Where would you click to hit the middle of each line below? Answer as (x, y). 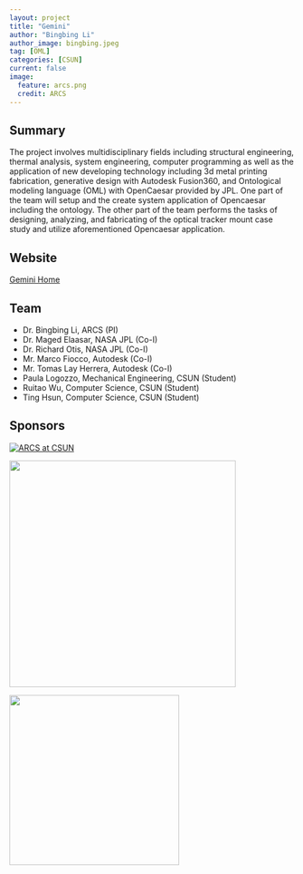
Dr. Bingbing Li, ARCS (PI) (71, 330)
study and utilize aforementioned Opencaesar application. (118, 229)
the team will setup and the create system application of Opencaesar (138, 200)
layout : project (40, 18)
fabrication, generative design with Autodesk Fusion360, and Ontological (146, 181)
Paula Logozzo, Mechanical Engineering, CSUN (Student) (129, 378)
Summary (38, 130)
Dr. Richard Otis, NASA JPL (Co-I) (85, 349)
